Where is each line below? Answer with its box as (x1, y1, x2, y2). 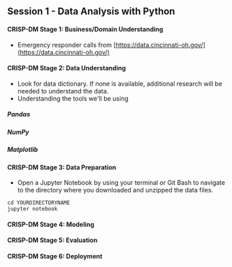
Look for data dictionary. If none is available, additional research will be (17, 79, 222, 88)
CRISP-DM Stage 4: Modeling (7, 220, 94, 229)
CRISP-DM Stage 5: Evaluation (7, 236, 98, 245)
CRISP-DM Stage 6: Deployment (7, 252, 103, 260)
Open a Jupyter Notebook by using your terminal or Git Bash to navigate (17, 178, 226, 187)
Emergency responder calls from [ (17, 40, 117, 49)
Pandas (7, 110, 30, 119)
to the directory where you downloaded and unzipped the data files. (17, 186, 214, 194)
